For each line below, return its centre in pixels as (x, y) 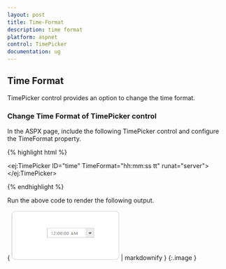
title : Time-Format (36, 22)
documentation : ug (34, 52)
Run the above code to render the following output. (81, 200)
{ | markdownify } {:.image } (102, 258)
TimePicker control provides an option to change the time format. (101, 97)
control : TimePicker (37, 44)
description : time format (45, 29)
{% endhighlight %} (36, 187)
